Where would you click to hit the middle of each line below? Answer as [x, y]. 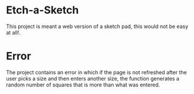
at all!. [13, 32]
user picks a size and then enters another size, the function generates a [93, 78]
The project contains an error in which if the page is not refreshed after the [96, 72]
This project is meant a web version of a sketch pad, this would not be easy [97, 26]
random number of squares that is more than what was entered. [83, 85]
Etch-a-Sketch [42, 10]
